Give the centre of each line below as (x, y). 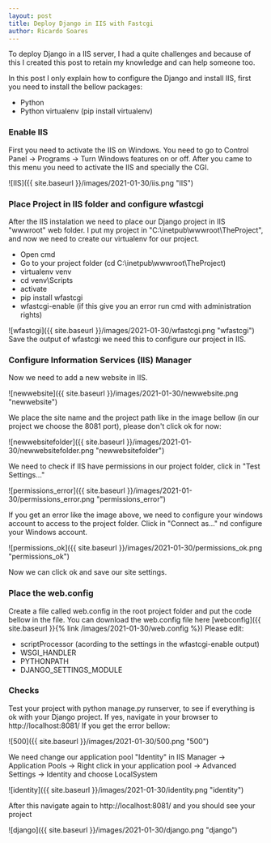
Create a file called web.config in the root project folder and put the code (130, 611)
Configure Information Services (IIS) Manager (100, 360)
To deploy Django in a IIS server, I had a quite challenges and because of (130, 54)
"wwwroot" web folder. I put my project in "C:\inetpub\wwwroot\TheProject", (136, 230)
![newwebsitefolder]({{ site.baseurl (67, 442)
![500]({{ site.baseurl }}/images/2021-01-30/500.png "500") (109, 741)
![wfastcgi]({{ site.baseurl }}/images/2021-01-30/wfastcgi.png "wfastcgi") (131, 330)
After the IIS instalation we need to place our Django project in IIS (117, 221)
